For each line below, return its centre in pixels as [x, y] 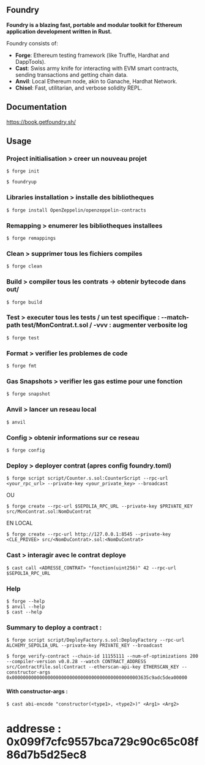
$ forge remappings [31, 238]
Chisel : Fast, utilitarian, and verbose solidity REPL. [79, 88]
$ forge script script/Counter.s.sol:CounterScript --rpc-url [87, 479]
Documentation [37, 107]
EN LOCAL [20, 523]
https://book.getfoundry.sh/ [41, 121]
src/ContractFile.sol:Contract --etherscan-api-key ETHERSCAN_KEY [93, 667]
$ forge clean [24, 266]
